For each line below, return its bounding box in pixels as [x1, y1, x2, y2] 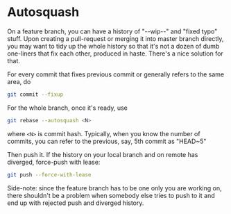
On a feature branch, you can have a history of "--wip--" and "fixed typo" [7, 27, 218, 35]
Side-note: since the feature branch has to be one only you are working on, [7, 183, 222, 192]
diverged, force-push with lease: [7, 158, 101, 166]
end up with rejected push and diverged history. [7, 199, 144, 207]
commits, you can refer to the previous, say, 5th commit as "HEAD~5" [7, 137, 207, 145]
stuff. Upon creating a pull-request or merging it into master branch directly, [7, 34, 224, 42]
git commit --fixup [7, 91, 64, 98]
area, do [7, 77, 31, 85]
